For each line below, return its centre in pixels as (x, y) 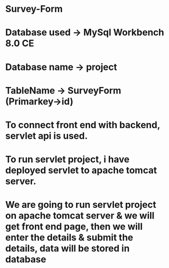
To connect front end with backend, (83, 125)
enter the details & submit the (69, 238)
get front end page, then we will (74, 227)
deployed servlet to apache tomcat (81, 171)
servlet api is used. (47, 136)
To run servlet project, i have (67, 159)
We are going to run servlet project (81, 205)
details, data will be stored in (67, 249)
